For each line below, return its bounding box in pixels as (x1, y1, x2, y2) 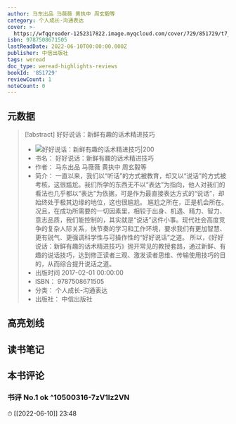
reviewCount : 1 (7, 75, 52, 83)
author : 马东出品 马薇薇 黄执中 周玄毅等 (7, 10, 116, 18)
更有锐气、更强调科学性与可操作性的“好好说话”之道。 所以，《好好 (34, 233, 224, 242)
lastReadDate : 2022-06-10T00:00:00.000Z (7, 43, 128, 50)
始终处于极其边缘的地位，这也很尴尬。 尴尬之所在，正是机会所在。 (34, 198, 228, 206)
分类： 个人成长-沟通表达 (34, 286, 107, 294)
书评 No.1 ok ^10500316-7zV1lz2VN (7, 392, 130, 402)
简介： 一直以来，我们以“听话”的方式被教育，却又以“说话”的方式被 (34, 172, 227, 180)
